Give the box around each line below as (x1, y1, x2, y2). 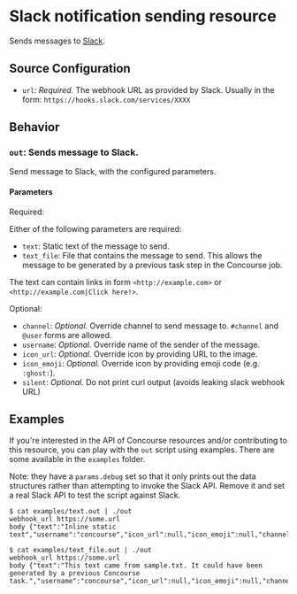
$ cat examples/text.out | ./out (9, 507, 133, 516)
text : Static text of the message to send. (21, 241, 170, 251)
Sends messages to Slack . (9, 35, 106, 46)
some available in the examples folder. (9, 454, 146, 465)
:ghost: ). (21, 367, 56, 378)
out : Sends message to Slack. (9, 146, 139, 158)
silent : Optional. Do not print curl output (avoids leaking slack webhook (21, 376, 286, 387)
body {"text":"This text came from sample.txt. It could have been (9, 561, 263, 570)
